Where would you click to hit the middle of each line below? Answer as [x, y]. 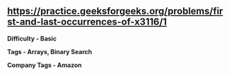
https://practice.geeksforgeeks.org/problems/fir [115, 11]
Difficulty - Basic [32, 38]
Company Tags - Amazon [44, 65]
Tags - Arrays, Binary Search [50, 51]
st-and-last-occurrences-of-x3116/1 [87, 22]
